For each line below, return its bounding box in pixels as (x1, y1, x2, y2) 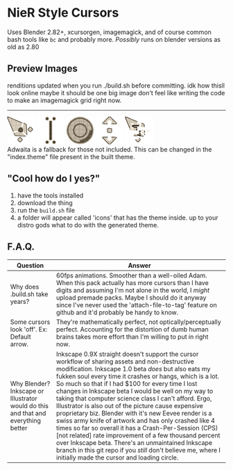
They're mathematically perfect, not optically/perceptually (56, 318, 222, 326)
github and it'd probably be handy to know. (56, 308, 179, 317)
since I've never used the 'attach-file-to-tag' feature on (56, 301, 217, 309)
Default (10, 332, 31, 341)
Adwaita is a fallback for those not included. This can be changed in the (7, 145, 212, 154)
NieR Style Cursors (7, 5, 119, 21)
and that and (10, 409, 46, 417)
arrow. (10, 340, 29, 348)
